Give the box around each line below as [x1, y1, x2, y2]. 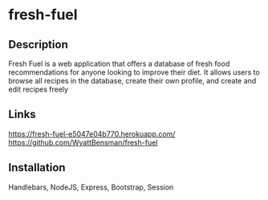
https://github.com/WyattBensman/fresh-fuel [8, 137, 158, 147]
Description [8, 38, 68, 51]
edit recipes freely [8, 84, 69, 94]
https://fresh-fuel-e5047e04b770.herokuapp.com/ [8, 129, 176, 138]
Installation [8, 161, 66, 174]
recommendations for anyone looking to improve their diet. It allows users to [8, 67, 261, 77]
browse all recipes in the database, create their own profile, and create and [8, 76, 257, 85]
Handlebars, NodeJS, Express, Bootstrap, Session [8, 182, 174, 192]
